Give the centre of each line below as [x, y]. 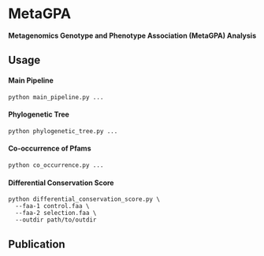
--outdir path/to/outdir [56, 220]
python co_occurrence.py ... [56, 165]
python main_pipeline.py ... [56, 97]
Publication [37, 244]
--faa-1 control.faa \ [52, 206]
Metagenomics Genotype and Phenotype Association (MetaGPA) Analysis [132, 35]
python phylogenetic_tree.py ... [63, 131]
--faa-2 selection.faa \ [56, 213]
